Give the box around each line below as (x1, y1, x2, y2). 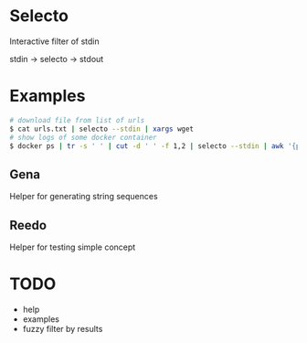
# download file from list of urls (9, 115, 145, 124)
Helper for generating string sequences (9, 191, 158, 202)
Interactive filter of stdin (9, 36, 100, 47)
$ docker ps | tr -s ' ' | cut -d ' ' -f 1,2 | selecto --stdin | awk (9, 141, 284, 151)
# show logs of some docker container (9, 133, 157, 142)
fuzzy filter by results (22, 323, 103, 334)
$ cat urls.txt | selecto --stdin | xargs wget (9, 124, 195, 134)
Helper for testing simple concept (9, 241, 136, 252)
